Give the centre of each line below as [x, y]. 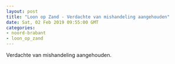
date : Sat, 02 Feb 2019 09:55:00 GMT [52, 22]
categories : [21, 28]
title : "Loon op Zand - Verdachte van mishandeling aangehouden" [88, 17]
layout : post [22, 11]
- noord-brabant [26, 33]
